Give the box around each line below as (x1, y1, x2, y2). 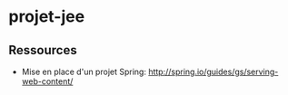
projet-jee (8, 6, 85, 27)
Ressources (8, 43, 78, 58)
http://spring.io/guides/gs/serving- (148, 66, 279, 77)
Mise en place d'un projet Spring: (21, 66, 147, 77)
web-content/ (21, 76, 74, 87)
